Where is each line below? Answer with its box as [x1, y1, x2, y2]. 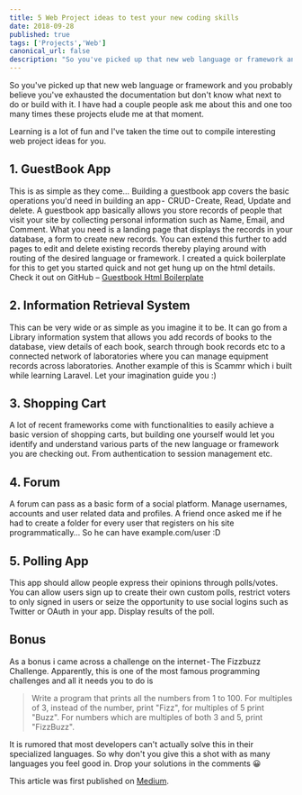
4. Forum [9, 474, 61, 489]
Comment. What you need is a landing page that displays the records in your [9, 224, 293, 234]
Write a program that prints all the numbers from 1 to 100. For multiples [31, 692, 293, 703]
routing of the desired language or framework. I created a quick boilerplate [9, 252, 286, 263]
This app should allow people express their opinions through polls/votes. [9, 578, 279, 589]
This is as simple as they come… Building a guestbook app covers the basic [9, 186, 290, 196]
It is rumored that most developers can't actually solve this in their [9, 738, 254, 749]
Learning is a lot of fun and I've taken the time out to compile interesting [9, 126, 276, 136]
